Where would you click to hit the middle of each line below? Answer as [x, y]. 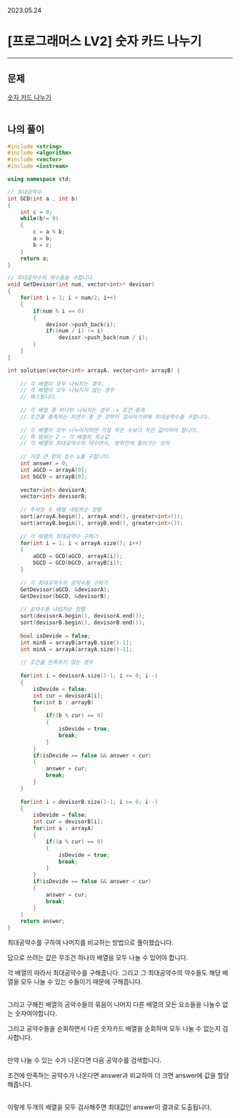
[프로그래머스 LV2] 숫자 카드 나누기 [105, 41]
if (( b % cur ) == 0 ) [74, 716]
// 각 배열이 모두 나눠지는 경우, [62, 384]
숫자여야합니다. [36, 1014]
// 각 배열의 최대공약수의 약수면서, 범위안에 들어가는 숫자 [95, 443]
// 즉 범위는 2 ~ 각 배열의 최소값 [65, 437]
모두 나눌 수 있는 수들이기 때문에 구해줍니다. [81, 982]
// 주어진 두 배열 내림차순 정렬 [61, 510]
